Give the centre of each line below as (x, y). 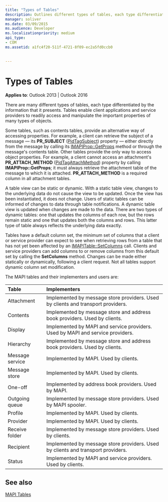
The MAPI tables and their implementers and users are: (62, 277)
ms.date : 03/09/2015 (27, 24)
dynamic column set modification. (40, 267)
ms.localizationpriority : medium (40, 33)
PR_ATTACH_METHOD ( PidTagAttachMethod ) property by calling (73, 162)
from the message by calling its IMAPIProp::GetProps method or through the (84, 146)
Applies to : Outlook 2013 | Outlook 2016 (46, 95)
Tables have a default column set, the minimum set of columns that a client (82, 235)
